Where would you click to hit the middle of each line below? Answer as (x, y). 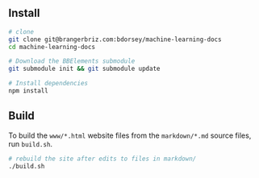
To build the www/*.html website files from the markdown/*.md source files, (130, 135)
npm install (28, 91)
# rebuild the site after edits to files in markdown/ (102, 159)
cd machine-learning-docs (52, 47)
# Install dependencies (48, 84)
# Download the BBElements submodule (72, 61)
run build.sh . (31, 143)
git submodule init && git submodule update (84, 69)
